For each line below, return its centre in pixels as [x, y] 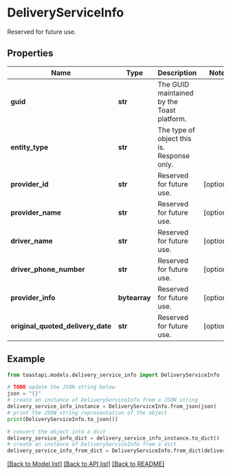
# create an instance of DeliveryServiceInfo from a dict [92, 444]
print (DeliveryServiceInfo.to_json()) [63, 419]
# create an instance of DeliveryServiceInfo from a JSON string [102, 400]
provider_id [30, 184]
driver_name [32, 241]
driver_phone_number [48, 269]
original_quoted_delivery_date [61, 326]
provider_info [33, 297]
